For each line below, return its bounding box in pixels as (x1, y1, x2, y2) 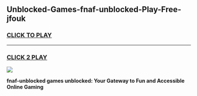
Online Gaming (6, 83, 44, 90)
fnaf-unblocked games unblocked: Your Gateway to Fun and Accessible (6, 77, 185, 84)
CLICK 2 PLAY (6, 53, 47, 61)
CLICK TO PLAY (6, 31, 52, 40)
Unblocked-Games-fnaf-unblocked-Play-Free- (6, 5, 182, 15)
